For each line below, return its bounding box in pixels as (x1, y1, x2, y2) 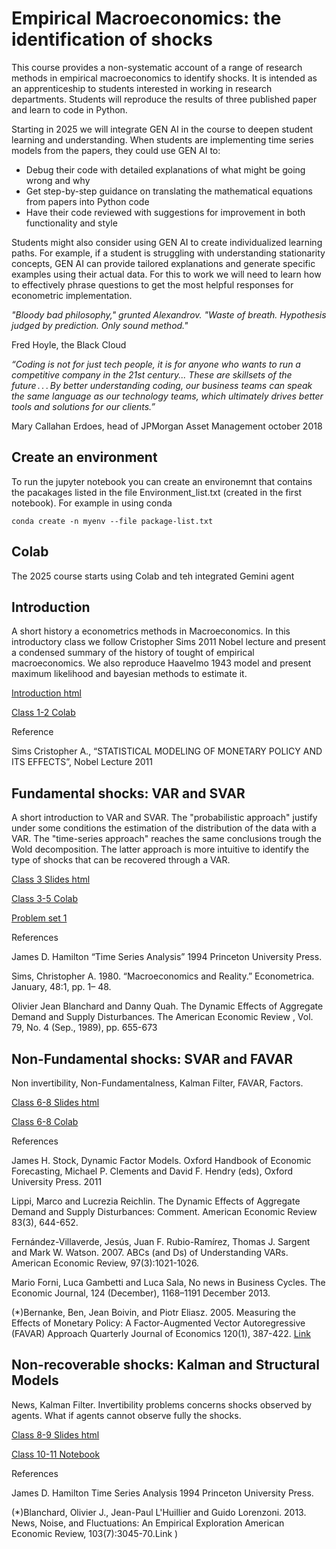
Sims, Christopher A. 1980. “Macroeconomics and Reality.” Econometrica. (11, 970, 315, 982)
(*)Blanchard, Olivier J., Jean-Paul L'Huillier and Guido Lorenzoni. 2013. (11, 1506, 307, 1518)
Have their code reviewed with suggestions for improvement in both (25, 206, 306, 218)
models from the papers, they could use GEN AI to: (11, 144, 221, 156)
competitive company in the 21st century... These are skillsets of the (11, 368, 293, 381)
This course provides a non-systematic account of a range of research (11, 61, 303, 73)
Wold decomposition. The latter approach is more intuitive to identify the (11, 843, 310, 856)
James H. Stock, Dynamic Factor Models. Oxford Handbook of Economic (11, 1155, 312, 1166)
